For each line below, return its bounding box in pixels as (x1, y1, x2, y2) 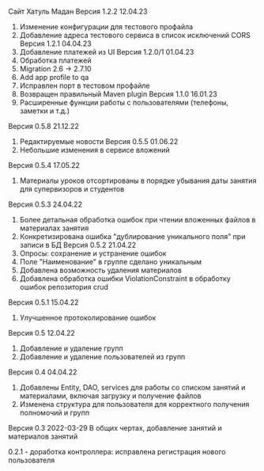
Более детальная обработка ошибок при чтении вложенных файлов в (19, 215, 256, 224)
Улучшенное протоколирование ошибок (19, 313, 157, 322)
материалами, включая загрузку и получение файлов (19, 391, 202, 401)
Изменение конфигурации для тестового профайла (19, 22, 194, 31)
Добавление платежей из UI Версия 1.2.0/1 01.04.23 (19, 47, 194, 56)
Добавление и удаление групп (19, 344, 124, 353)
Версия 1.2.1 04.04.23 (19, 39, 92, 48)
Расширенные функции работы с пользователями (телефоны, (19, 98, 229, 107)
